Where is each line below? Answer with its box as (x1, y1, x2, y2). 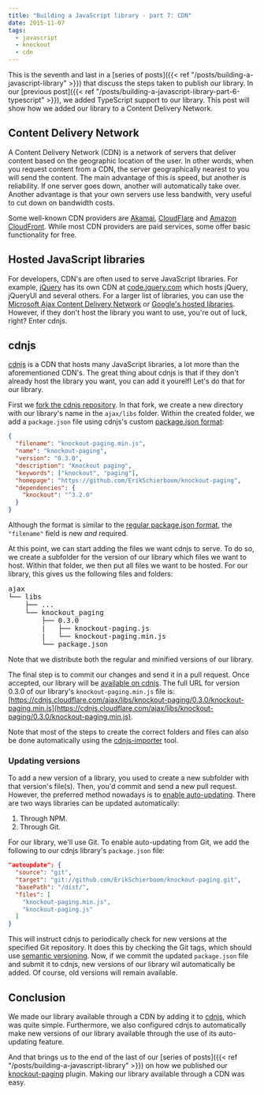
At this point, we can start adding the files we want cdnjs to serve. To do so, (8, 544, 255, 553)
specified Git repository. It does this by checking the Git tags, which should (8, 942, 252, 953)
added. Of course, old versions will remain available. (8, 968, 178, 977)
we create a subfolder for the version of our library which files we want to (8, 553, 247, 562)
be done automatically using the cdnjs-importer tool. (8, 736, 179, 746)
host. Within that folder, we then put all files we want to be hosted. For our (8, 561, 248, 570)
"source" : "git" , (15, 869, 73, 877)
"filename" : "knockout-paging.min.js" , (15, 440, 147, 447)
